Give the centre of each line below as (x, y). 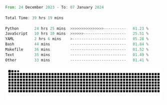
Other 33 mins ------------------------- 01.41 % (77, 60)
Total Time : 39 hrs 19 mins (34, 18)
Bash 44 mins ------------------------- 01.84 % (77, 44)
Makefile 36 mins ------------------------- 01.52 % (77, 49)
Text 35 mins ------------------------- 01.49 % (77, 54)
